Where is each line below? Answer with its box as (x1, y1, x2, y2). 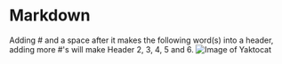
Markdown (9, 5, 91, 26)
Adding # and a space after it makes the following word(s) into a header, (9, 35, 274, 45)
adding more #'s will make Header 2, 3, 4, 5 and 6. (9, 44, 194, 54)
